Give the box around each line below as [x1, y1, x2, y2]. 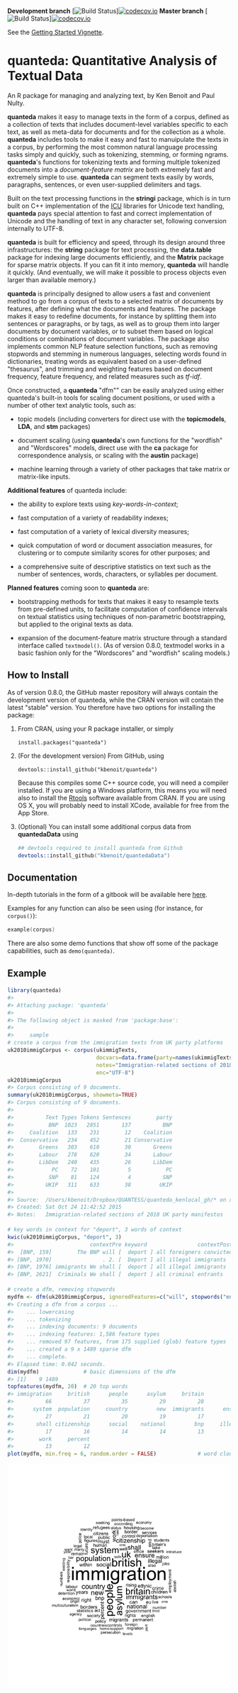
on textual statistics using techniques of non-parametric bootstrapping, [17, 612, 226, 620]
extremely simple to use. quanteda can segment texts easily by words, [7, 172, 215, 181]
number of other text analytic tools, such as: [7, 401, 137, 409]
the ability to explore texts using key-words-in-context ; [17, 500, 178, 508]
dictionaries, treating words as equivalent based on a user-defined [7, 357, 202, 365]
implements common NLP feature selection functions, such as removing [7, 342, 218, 350]
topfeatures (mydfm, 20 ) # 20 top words [7, 1383, 129, 1390]
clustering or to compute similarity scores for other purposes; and [17, 548, 210, 557]
